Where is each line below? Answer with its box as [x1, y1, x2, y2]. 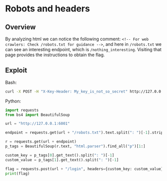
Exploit [5, 66, 27, 75]
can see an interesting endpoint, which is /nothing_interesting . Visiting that [5, 47, 162, 52]
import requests [5, 107, 39, 112]
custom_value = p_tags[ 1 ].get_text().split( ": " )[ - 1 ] [5, 157, 119, 162]
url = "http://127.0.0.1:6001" [5, 121, 70, 126]
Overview [5, 23, 36, 31]
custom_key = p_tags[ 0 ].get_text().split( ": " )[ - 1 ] [5, 153, 114, 158]
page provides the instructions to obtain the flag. [5, 52, 105, 58]
